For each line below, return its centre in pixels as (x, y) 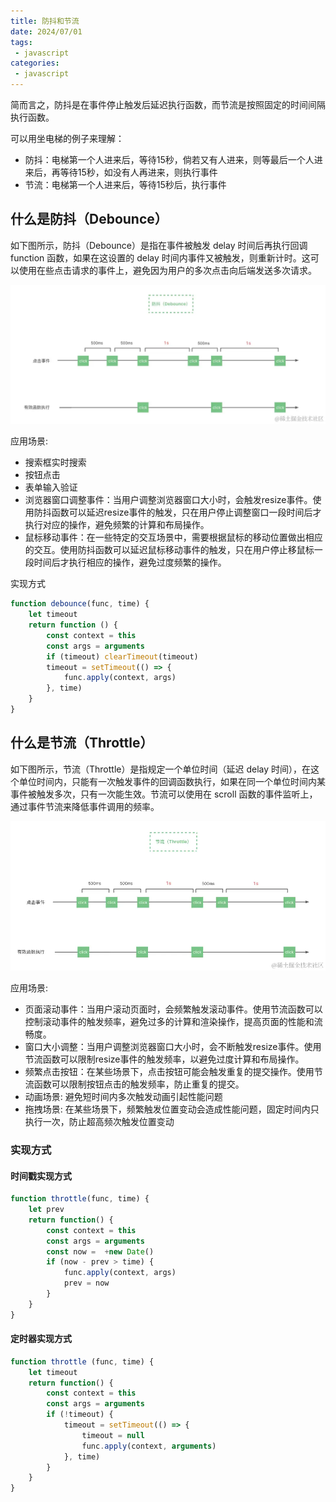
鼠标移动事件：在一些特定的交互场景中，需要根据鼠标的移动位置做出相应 (173, 537)
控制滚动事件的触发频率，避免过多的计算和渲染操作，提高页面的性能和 (169, 1021)
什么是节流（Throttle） (82, 743)
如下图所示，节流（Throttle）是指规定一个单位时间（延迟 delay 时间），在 (160, 769)
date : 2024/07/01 (46, 31)
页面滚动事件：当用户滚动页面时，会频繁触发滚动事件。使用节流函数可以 (173, 1009)
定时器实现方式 (41, 1339)
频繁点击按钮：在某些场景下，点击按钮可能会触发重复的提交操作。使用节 (173, 1071)
